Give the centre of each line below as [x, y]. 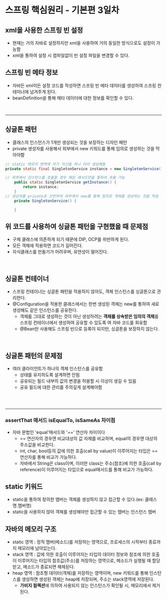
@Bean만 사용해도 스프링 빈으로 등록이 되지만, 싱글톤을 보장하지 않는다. [89, 329]
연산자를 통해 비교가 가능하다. [48, 457]
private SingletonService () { [45, 201]
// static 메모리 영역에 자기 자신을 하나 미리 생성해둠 [55, 164]
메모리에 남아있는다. [37, 548]
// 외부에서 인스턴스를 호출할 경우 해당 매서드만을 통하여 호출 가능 [65, 178]
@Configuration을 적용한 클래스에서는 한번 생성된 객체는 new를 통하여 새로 [86, 304]
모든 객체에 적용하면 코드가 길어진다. [47, 246]
